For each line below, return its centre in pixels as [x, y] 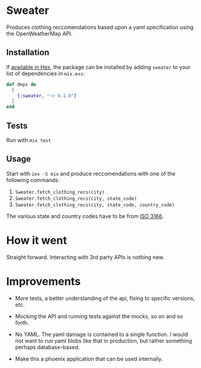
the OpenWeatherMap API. [40, 33]
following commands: [33, 180]
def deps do [21, 84]
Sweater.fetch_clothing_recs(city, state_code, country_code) [95, 205]
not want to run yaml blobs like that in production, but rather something [103, 340]
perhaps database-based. [47, 347]
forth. [22, 322]
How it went [37, 240]
